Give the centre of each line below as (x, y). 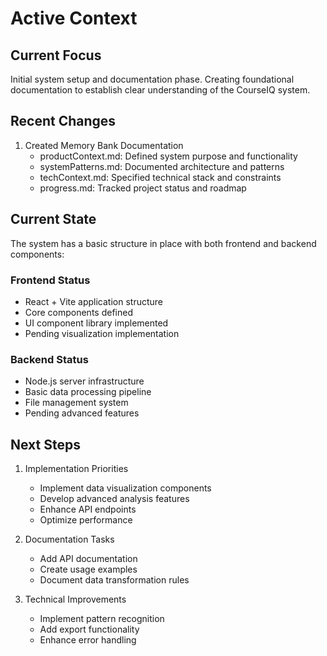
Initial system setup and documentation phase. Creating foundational (152, 79)
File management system (76, 403)
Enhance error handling (88, 640)
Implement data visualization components (125, 488)
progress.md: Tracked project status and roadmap (143, 188)
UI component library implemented (96, 323)
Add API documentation (88, 559)
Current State (53, 219)
